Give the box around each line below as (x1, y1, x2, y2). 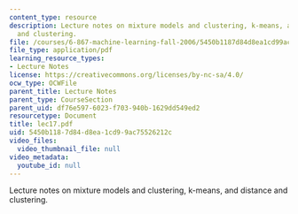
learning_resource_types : (9, 54, 105, 63)
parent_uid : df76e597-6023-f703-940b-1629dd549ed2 (9, 103, 200, 112)
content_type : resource (9, 12, 98, 22)
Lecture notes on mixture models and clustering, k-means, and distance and (9, 185, 288, 195)
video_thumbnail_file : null (17, 144, 122, 153)
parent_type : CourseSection (9, 95, 114, 104)
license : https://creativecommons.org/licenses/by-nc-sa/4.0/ (9, 71, 244, 80)
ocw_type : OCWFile (9, 79, 77, 88)
